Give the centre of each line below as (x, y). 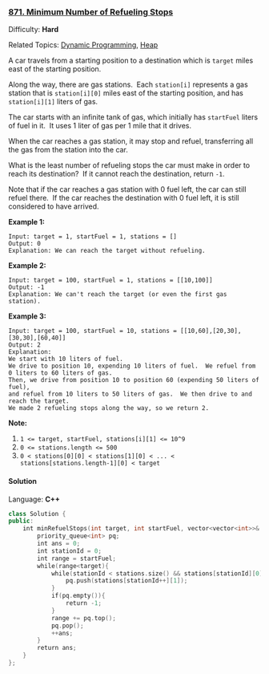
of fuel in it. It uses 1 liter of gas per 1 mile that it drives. (100, 126)
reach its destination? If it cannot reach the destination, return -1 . (117, 174)
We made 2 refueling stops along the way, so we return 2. (109, 408)
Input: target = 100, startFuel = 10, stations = (93, 331)
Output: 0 (25, 244)
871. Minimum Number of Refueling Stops (91, 12)
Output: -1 (26, 287)
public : (21, 521)
